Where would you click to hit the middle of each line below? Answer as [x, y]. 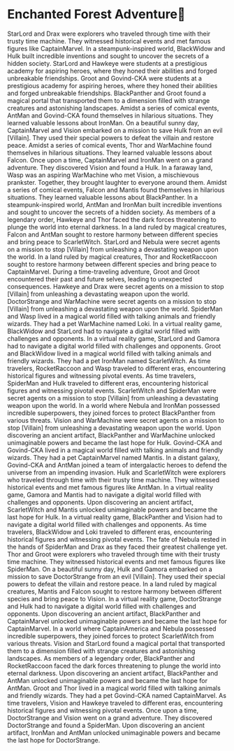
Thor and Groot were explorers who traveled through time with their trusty [114, 554]
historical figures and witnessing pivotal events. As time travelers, [102, 375]
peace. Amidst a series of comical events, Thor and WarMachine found [109, 145]
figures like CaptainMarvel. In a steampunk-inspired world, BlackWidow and [116, 48]
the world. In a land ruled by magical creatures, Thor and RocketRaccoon [112, 257]
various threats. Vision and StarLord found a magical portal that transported [116, 643]
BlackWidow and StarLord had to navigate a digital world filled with [104, 331]
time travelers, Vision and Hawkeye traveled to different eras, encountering [115, 703]
